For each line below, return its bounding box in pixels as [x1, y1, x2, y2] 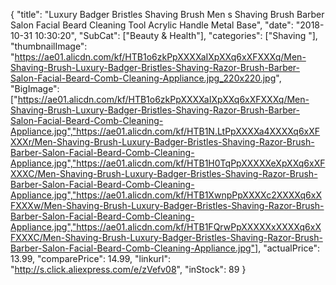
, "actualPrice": [258, 242, 320, 254]
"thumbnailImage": [10, 40, 88, 52]
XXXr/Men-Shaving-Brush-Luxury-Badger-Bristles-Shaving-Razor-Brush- [10, 136, 315, 148]
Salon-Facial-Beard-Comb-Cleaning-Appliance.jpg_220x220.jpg [10, 72, 277, 84]
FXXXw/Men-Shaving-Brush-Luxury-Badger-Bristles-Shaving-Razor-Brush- [10, 200, 325, 211]
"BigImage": [10, 83, 60, 94]
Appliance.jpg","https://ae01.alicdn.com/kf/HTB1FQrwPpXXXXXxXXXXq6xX [10, 221, 322, 233]
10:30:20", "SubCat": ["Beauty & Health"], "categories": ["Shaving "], [34, 30, 318, 41]
